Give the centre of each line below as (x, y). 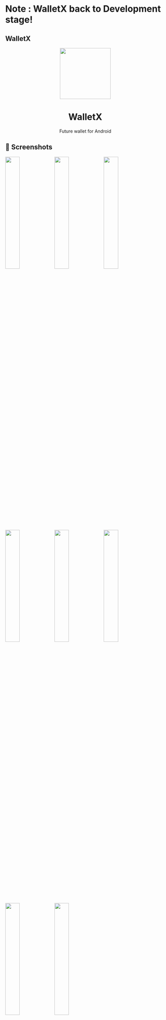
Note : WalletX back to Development (83, 9)
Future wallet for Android (85, 131)
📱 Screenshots (29, 147)
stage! (19, 20)
